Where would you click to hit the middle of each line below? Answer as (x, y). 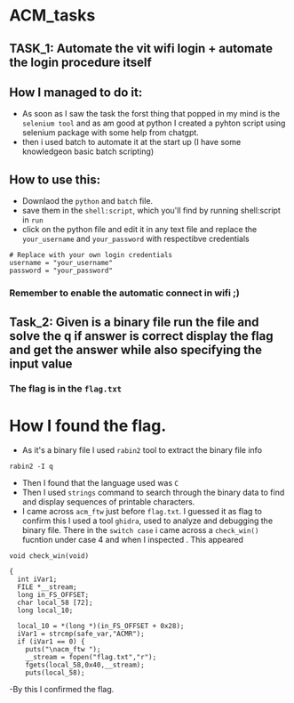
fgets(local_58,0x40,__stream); (85, 665)
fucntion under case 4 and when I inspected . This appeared (133, 540)
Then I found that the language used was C (100, 483)
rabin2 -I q (31, 467)
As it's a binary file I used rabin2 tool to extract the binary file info (142, 450)
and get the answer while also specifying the (136, 349)
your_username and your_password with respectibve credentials (136, 239)
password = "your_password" (61, 271)
